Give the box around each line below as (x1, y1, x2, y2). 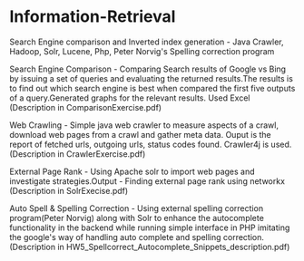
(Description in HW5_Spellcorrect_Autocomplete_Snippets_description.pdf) (9, 241, 290, 252)
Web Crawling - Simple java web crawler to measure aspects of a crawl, (9, 120, 279, 130)
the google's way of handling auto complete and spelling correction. (9, 231, 265, 242)
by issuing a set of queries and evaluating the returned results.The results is (9, 72, 293, 83)
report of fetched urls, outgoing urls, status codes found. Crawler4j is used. (9, 139, 292, 150)
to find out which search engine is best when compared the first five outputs (9, 82, 296, 93)
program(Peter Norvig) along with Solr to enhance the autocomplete (9, 212, 265, 223)
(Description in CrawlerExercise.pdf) (9, 148, 146, 159)
